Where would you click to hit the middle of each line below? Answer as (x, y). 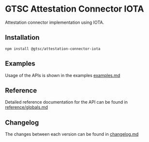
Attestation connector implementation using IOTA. (55, 22)
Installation (22, 38)
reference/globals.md (27, 107)
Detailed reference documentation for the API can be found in (67, 102)
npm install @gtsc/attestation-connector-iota (53, 49)
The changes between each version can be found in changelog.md (72, 134)
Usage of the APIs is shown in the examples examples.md (63, 75)
